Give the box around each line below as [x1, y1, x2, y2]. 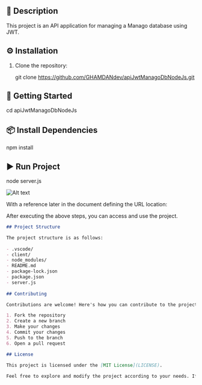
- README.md [6, 263, 36, 269]
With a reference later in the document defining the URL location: [6, 201, 168, 208]
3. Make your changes [6, 324, 61, 330]
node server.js [6, 177, 42, 185]
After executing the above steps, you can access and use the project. [6, 212, 179, 220]
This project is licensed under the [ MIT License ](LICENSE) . [6, 362, 163, 368]
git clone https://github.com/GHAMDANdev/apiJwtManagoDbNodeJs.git [14, 73, 195, 81]
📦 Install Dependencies [6, 125, 98, 135]
